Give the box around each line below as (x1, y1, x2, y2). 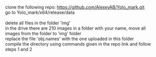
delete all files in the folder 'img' (5, 20, 71, 26)
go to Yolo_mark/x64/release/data (5, 9, 75, 15)
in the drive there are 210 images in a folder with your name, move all (5, 25, 146, 31)
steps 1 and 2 (5, 47, 32, 52)
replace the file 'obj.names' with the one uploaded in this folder (5, 36, 134, 42)
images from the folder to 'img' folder (5, 31, 82, 36)
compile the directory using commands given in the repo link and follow (5, 41, 151, 47)
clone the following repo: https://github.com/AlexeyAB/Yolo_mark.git (5, 4, 145, 10)
